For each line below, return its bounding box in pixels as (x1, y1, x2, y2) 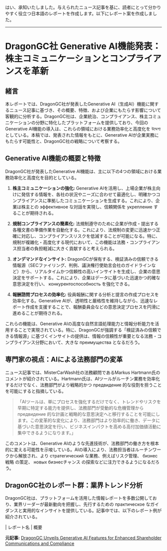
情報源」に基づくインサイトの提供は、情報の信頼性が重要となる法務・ (13, 333, 158, 339)
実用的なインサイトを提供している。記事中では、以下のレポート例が (22, 508, 162, 514)
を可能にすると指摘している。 (5, 388, 66, 394)
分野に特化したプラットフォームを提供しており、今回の (35, 120, 148, 125)
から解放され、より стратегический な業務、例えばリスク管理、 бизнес (9, 453, 158, 459)
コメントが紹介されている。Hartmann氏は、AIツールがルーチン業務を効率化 (5, 375, 161, 381)
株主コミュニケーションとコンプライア (5, 53, 162, 65)
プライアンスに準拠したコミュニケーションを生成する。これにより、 (16, 197, 156, 203)
